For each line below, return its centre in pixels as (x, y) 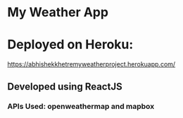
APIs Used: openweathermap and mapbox (81, 107)
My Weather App (58, 12)
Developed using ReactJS (65, 87)
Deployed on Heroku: (70, 45)
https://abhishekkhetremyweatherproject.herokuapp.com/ (91, 64)
